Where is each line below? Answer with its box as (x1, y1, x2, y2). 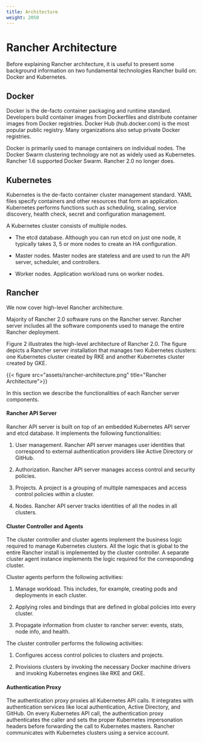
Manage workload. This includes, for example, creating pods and (15, 585, 178, 592)
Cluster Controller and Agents (6, 522, 84, 530)
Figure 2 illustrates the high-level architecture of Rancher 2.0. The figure (6, 340, 187, 347)
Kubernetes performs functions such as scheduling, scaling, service (6, 204, 177, 211)
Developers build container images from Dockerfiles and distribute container (6, 113, 198, 121)
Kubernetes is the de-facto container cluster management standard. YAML (6, 191, 193, 199)
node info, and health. (15, 628, 70, 635)
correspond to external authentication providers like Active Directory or (15, 448, 193, 455)
